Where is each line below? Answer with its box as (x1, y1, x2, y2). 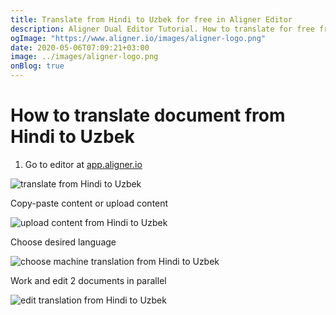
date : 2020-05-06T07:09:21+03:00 (10, 42, 150, 53)
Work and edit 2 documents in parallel (10, 274, 167, 286)
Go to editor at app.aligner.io (24, 158, 143, 170)
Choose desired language (10, 236, 117, 248)
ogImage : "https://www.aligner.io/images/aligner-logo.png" (10, 33, 267, 43)
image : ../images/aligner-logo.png (10, 52, 159, 62)
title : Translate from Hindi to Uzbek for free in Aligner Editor (10, 14, 293, 25)
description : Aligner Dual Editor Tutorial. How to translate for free (10, 24, 315, 34)
